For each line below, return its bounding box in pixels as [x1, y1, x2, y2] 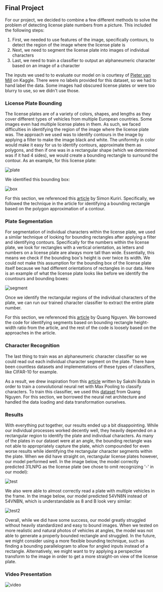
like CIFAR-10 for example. [5, 368, 58, 375]
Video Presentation [5, 571, 52, 577]
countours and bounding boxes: [5, 276, 69, 282]
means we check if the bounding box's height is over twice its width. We [5, 255, 150, 261]
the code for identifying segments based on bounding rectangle [5, 320, 133, 326]
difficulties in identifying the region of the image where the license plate [5, 126, 149, 132]
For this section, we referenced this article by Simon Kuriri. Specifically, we [5, 195, 155, 202]
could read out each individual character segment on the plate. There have [5, 358, 155, 364]
